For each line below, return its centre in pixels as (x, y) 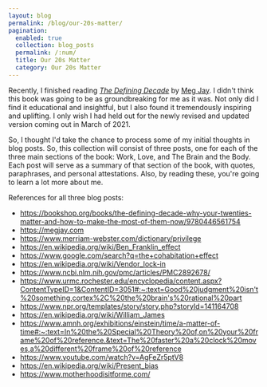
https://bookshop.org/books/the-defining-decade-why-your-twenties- (136, 213)
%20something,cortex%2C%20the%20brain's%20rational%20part (131, 298)
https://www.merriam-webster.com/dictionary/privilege (110, 238)
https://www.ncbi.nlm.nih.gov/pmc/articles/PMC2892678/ (115, 272)
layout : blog (30, 16)
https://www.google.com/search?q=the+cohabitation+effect (119, 255)
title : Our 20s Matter (53, 61)
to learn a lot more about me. (56, 182)
